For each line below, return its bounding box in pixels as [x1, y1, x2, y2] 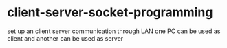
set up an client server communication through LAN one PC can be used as [7, 27, 221, 35]
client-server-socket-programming [7, 5, 213, 20]
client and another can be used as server [7, 34, 124, 42]
